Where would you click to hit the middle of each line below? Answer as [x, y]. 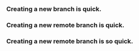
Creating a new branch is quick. [54, 9]
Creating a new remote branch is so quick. [70, 41]
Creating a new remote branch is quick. [65, 25]
